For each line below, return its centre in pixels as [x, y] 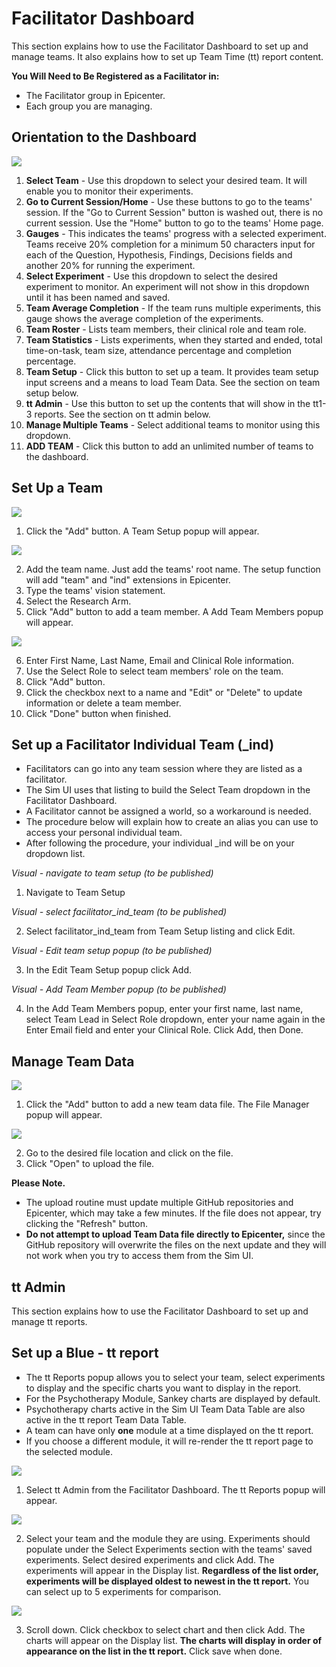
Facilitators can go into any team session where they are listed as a [164, 769]
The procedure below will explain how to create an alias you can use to [172, 822]
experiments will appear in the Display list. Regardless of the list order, [172, 1570]
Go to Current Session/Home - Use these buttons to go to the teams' [169, 201]
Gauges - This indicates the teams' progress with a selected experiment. [176, 233]
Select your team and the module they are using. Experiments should [168, 1538]
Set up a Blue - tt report [85, 1353]
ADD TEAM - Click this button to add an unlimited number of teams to [169, 446]
